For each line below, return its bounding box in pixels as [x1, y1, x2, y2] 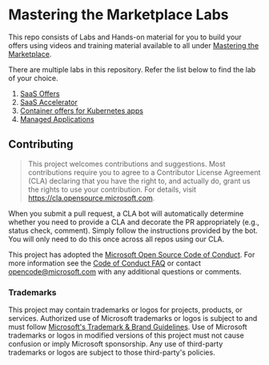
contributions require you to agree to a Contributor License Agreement [27, 167, 261, 177]
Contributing [8, 138, 74, 152]
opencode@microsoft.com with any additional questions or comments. [8, 266, 242, 276]
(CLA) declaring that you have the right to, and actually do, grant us [27, 176, 251, 185]
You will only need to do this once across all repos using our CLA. [8, 234, 225, 244]
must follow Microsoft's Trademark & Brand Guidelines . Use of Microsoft [8, 322, 247, 332]
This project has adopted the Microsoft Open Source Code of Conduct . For [8, 249, 255, 259]
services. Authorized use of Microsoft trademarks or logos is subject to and [8, 314, 258, 323]
